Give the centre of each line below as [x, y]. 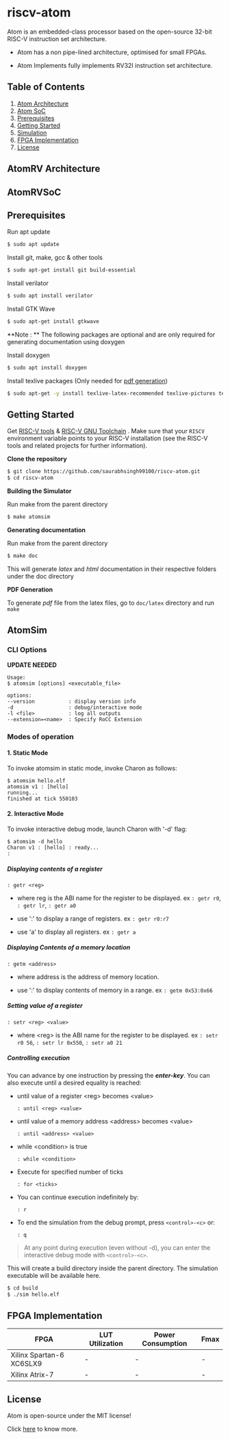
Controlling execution [39, 1058]
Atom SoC [31, 110]
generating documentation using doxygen [66, 341]
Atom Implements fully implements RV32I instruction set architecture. [115, 65]
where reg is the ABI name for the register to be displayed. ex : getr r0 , [119, 898]
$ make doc [23, 556]
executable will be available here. [54, 1275]
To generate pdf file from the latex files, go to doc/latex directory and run [111, 603]
